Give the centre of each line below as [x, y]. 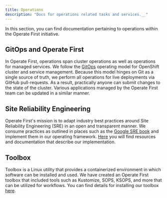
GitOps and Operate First [45, 49]
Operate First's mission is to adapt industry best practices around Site [77, 121]
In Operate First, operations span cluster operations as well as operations [81, 61]
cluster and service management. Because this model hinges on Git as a [79, 72]
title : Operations [24, 10]
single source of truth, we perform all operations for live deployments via [80, 77]
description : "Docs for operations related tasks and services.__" [77, 14]
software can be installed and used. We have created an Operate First [77, 175]
